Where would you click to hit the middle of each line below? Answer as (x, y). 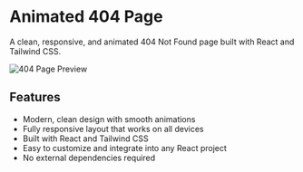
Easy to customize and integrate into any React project (124, 148)
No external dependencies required (89, 158)
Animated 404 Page (86, 17)
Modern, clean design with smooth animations (109, 119)
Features (35, 97)
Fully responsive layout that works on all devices (113, 129)
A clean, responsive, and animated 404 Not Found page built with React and (152, 42)
